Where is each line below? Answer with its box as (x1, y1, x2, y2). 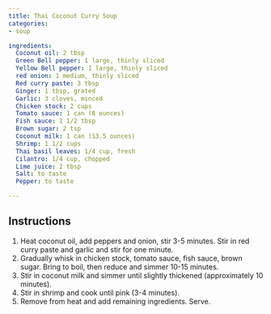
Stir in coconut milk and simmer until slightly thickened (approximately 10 (19, 270, 264, 280)
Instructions (8, 214, 71, 228)
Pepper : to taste (15, 178, 74, 186)
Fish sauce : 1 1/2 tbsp (15, 117, 95, 126)
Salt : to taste (15, 170, 67, 179)
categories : (8, 19, 49, 28)
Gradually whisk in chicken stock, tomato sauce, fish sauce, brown (19, 253, 243, 263)
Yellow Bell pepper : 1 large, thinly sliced (15, 64, 168, 73)
